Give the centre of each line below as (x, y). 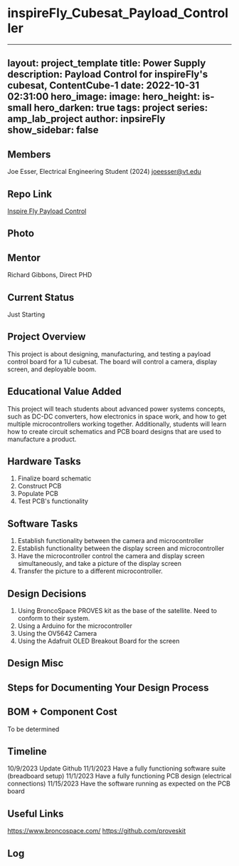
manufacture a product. (42, 439)
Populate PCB (38, 494)
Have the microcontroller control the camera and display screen (111, 556)
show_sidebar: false (53, 130)
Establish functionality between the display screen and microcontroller (121, 548)
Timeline (27, 752)
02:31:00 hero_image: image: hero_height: (104, 97)
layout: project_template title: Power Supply (107, 63)
